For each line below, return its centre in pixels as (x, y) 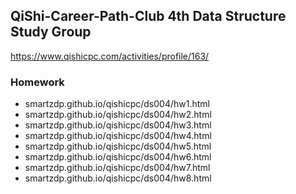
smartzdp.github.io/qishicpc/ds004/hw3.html (118, 125)
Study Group (51, 32)
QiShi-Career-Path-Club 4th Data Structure (148, 16)
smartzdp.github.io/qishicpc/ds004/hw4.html (118, 136)
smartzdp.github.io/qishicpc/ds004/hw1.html (117, 104)
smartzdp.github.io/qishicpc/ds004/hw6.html (118, 157)
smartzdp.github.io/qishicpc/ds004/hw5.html (118, 146)
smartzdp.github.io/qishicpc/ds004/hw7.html (117, 168)
